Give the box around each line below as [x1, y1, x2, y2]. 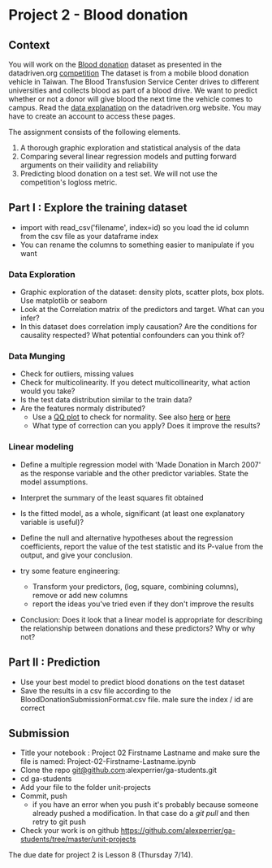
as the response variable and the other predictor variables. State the [19, 468, 249, 478]
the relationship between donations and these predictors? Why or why [19, 623, 256, 633]
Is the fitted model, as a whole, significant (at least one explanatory [19, 508, 245, 518]
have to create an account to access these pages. [8, 111, 176, 121]
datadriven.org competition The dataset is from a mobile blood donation [8, 68, 249, 78]
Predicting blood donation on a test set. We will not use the [19, 169, 218, 178]
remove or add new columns [32, 590, 128, 600]
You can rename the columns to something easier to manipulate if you [19, 240, 254, 250]
